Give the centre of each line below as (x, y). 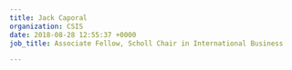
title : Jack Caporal (49, 18)
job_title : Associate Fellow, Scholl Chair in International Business (146, 43)
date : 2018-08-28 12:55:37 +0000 (73, 35)
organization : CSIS (47, 26)
